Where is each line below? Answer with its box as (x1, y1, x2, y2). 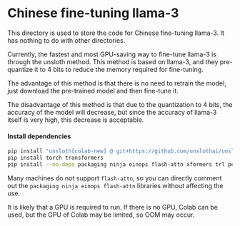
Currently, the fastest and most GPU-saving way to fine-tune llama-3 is (7, 50, 216, 58)
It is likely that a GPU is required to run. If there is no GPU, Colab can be (7, 202, 218, 211)
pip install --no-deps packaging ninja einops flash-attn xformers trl (7, 160, 225, 168)
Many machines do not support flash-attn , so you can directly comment (7, 173, 222, 183)
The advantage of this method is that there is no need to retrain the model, (7, 78, 226, 87)
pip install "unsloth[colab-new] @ (7, 148, 114, 155)
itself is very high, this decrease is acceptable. (7, 115, 144, 124)
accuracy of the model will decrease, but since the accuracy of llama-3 (7, 108, 217, 116)
